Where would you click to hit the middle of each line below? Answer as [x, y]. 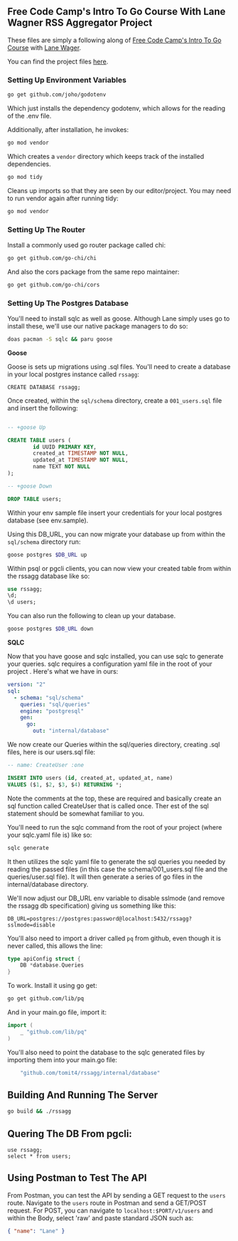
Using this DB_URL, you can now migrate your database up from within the [117, 534]
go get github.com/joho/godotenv [57, 95]
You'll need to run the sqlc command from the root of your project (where [115, 827]
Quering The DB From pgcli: [70, 1134]
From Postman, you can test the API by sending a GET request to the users [117, 1195]
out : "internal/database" [71, 731]
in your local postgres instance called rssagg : [74, 374]
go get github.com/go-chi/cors [54, 284]
